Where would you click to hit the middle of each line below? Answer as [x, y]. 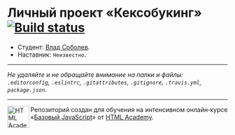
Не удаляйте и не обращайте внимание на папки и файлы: [95, 74]
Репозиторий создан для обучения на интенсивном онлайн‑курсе [129, 109]
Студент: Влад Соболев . [54, 47]
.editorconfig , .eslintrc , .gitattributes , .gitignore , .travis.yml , [104, 82]
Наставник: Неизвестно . [52, 55]
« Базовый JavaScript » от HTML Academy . [92, 117]
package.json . [27, 90]
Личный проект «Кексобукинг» [105, 13]
